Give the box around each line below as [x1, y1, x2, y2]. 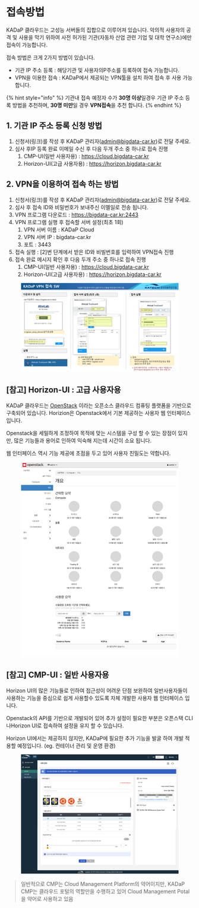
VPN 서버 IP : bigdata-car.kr [23, 233, 91, 240]
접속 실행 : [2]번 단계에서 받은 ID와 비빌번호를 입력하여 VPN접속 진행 [14, 248, 174, 255]
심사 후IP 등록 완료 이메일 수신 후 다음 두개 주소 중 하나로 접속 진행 [14, 145, 168, 152]
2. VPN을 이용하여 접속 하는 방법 [6, 179, 119, 190]
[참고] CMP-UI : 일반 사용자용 [6, 670, 109, 680]
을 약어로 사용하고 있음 [20, 895, 74, 902]
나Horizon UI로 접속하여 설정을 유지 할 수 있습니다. [6, 722, 124, 729]
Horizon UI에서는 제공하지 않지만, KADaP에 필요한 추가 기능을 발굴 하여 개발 [6, 735, 184, 742]
